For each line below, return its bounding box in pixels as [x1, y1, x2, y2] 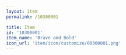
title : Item [6, 24, 35, 30]
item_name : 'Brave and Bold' [6, 35, 77, 41]
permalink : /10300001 [6, 14, 59, 20]
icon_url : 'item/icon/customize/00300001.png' [6, 41, 121, 46]
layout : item [6, 8, 38, 14]
